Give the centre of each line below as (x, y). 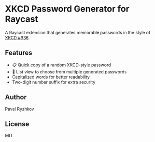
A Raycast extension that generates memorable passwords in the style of (78, 32)
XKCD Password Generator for (67, 9)
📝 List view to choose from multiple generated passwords (69, 71)
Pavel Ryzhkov (20, 109)
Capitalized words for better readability (51, 77)
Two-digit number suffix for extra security (54, 82)
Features (19, 53)
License (17, 124)
